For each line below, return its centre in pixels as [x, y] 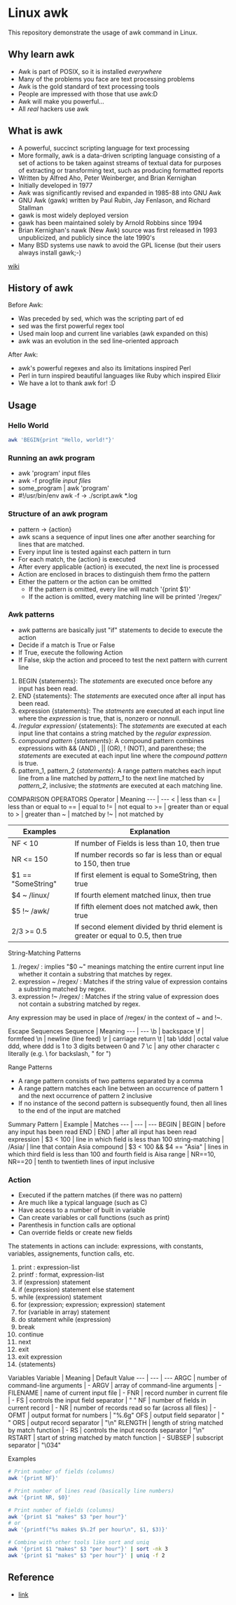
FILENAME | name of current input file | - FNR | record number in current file [118, 1393]
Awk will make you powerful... [61, 101]
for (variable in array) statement [64, 1312]
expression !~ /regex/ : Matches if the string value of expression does [118, 996]
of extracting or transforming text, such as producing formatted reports [121, 170]
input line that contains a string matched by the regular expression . [115, 733]
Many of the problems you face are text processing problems [106, 79]
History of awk [41, 288]
